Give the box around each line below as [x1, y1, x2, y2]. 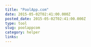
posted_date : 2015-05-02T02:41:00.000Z [5, 16, 86, 21]
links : [5, 35, 18, 40]
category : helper [5, 30, 40, 35]
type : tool [5, 21, 27, 26]
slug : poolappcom [5, 25, 40, 30]
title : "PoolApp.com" [5, 7, 49, 12]
